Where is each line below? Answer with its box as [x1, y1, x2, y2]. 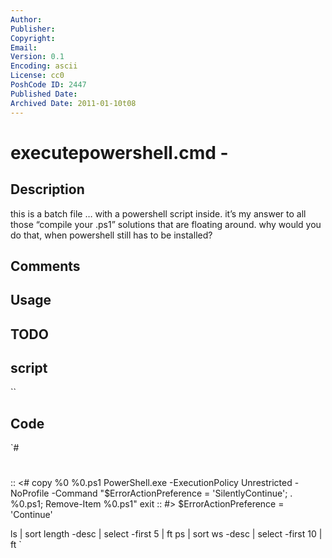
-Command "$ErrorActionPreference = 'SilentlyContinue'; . [51, 487, 293, 500]
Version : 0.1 [10, 52, 65, 62]
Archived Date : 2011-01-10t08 [10, 98, 137, 108]
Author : [10, 14, 43, 25]
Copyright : [10, 33, 56, 43]
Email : [10, 42, 38, 53]
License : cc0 [10, 71, 65, 81]
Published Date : [10, 89, 78, 99]
